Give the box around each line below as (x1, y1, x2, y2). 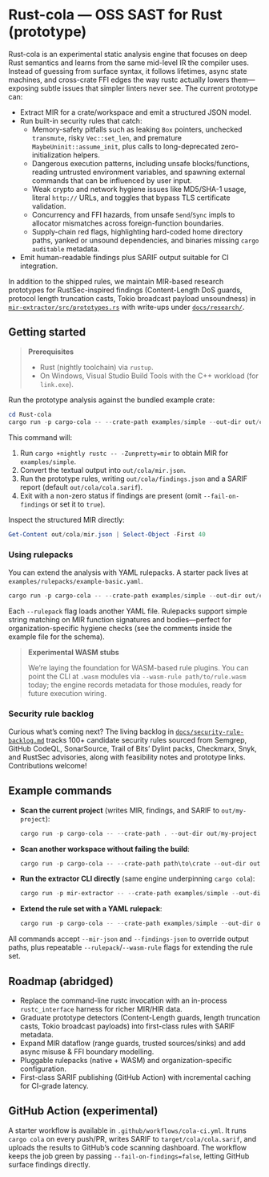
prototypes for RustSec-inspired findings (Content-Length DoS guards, (8, 285, 243, 295)
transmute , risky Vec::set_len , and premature (31, 132, 183, 142)
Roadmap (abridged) (8, 974, 114, 988)
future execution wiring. (27, 688, 106, 698)
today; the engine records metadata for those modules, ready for (27, 680, 243, 690)
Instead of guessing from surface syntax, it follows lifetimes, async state (8, 66, 247, 75)
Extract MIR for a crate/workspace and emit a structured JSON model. (19, 107, 252, 117)
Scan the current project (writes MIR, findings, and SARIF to (19, 805, 220, 815)
